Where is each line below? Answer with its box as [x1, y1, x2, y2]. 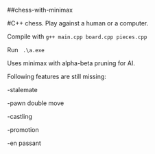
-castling [7, 113, 33, 120]
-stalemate [7, 86, 38, 93]
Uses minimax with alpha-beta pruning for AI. [7, 59, 135, 67]
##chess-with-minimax [7, 6, 73, 14]
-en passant [7, 139, 41, 147]
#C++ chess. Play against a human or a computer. [7, 19, 149, 27]
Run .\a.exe [7, 46, 45, 54]
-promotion [7, 126, 39, 133]
